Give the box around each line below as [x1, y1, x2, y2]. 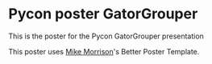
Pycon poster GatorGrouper [8, 5, 198, 23]
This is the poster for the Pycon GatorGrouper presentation [8, 31, 204, 41]
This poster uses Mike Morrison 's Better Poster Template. [8, 46, 200, 56]
